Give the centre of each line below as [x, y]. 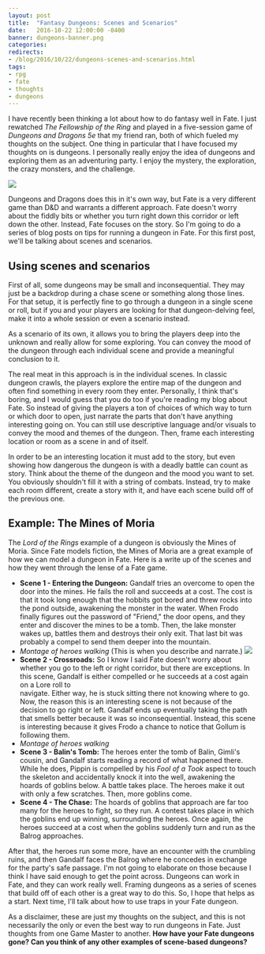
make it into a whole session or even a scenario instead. [99, 319]
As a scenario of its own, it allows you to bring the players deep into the [124, 334]
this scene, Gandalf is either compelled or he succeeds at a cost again [134, 676]
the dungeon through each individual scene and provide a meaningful [121, 351]
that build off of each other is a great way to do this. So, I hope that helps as [131, 892]
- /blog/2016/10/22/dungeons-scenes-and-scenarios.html [102, 60]
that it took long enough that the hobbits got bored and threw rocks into [136, 599]
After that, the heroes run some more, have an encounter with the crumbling [132, 851]
